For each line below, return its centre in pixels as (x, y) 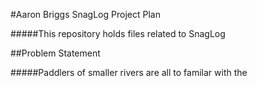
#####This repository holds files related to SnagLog (118, 33)
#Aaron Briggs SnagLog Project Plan (85, 14)
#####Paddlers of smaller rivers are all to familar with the (129, 72)
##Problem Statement (55, 53)
